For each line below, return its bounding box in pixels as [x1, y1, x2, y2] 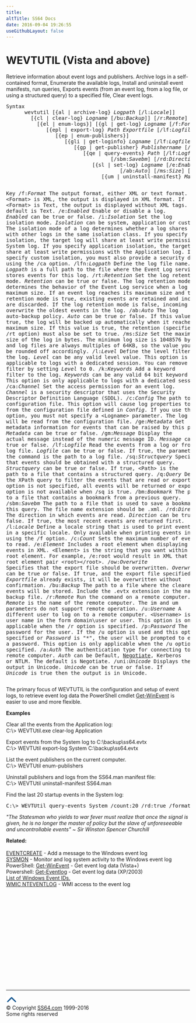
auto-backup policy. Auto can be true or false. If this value [6, 313, 191, 320]
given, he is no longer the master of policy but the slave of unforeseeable [6, 819, 183, 827]
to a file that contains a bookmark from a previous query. [6, 494, 182, 501]
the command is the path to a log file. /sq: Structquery [6, 453, 173, 460]
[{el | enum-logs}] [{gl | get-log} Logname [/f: [37, 120, 182, 128]
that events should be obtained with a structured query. [6, 459, 176, 466]
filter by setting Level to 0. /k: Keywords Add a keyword [6, 366, 176, 373]
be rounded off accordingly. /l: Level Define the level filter [6, 348, 191, 355]
